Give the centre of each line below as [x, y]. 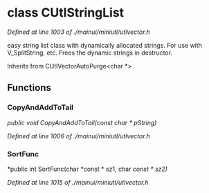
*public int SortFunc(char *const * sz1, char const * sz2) [88, 169]
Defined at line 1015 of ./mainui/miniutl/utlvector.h [78, 182]
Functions [29, 88]
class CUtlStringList [66, 13]
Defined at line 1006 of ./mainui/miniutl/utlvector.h [79, 136]
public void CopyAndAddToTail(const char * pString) [82, 122]
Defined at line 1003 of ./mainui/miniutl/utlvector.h [79, 32]
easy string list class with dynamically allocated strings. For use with [105, 45]
